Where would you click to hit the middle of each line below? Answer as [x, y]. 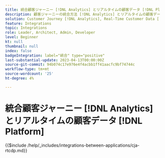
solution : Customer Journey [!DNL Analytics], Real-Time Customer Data [80, 19]
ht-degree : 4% [20, 78]
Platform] [25, 131]
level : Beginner [22, 37]
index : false [18, 51]
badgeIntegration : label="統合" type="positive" [55, 55]
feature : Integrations [28, 23]
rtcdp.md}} [16, 150]
